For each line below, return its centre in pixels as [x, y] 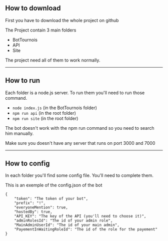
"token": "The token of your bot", [51, 199]
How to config [27, 164]
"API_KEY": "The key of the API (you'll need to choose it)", [80, 216]
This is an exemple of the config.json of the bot [54, 185]
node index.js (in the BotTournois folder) [55, 108]
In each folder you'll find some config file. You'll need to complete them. [79, 175]
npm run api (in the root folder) [44, 113]
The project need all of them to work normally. [53, 60]
